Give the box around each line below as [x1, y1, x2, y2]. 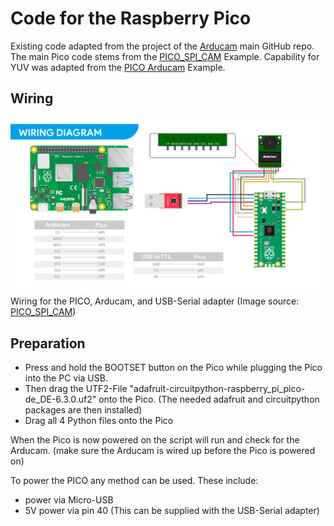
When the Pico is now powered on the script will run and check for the [10, 434, 300, 446]
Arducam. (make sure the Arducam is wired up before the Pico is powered [10, 445, 316, 457]
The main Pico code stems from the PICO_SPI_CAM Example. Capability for [10, 50, 320, 62]
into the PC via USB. [24, 372, 108, 384]
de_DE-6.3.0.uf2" [24, 393, 97, 406]
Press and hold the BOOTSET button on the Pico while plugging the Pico [24, 362, 323, 374]
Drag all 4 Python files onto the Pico [24, 415, 174, 427]
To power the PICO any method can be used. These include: [10, 475, 259, 487]
